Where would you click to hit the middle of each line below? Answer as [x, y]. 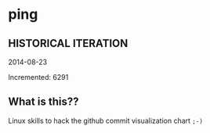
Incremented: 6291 [38, 77]
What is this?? [43, 102]
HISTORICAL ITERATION [68, 43]
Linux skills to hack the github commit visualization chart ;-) [106, 120]
